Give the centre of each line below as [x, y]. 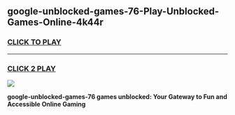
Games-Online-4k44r [55, 23]
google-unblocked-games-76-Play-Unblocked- [113, 11]
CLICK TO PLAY [34, 43]
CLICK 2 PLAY [31, 68]
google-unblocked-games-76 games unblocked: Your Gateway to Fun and [117, 96]
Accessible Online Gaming [47, 104]
